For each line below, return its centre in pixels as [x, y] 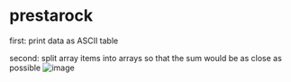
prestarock [51, 16]
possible [25, 68]
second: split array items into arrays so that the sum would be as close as [145, 58]
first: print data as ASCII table [64, 41]
